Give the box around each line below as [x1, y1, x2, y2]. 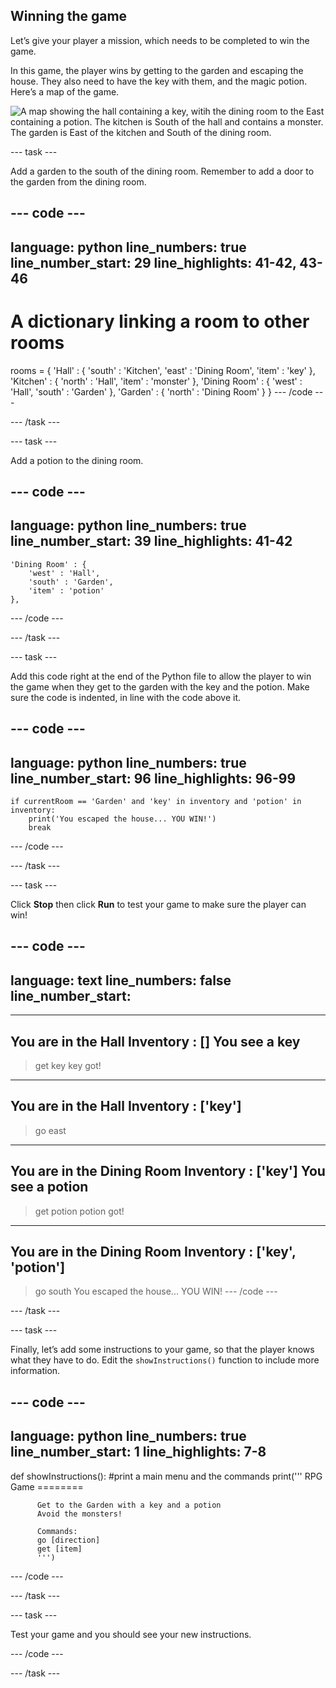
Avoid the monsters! [36, 1509, 123, 1519]
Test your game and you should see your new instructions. [10, 1628, 252, 1640]
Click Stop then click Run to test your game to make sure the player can [10, 898, 307, 910]
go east [34, 1124, 67, 1136]
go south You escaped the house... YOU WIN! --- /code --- [34, 1285, 278, 1298]
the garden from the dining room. [10, 175, 147, 188]
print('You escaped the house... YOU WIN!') [28, 814, 217, 824]
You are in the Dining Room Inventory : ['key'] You [10, 1163, 326, 1180]
